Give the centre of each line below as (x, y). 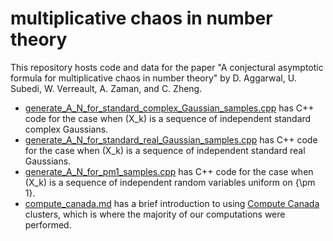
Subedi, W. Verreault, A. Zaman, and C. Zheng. (106, 88)
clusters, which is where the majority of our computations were (155, 214)
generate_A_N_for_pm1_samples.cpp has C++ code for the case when (169, 171)
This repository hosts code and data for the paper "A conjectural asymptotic (167, 67)
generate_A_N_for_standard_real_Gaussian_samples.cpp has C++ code (171, 139)
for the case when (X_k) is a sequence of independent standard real (165, 150)
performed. (48, 224)
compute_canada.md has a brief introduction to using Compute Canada (172, 203)
